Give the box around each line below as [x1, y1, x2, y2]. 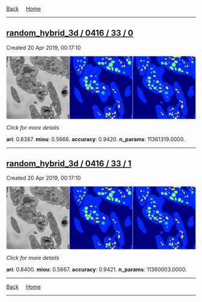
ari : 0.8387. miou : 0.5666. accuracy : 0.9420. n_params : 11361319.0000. [6, 135, 185, 143]
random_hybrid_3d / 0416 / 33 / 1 [6, 159, 132, 169]
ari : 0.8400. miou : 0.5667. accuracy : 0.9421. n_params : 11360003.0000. [6, 266, 187, 273]
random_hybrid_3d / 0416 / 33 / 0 [6, 28, 133, 38]
